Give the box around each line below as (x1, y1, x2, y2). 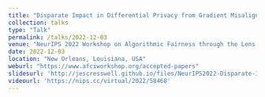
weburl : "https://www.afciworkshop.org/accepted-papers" (8, 63, 200, 70)
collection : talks (8, 19, 69, 27)
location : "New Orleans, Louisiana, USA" (8, 56, 147, 63)
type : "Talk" (8, 26, 51, 34)
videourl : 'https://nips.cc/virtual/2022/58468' (8, 77, 171, 84)
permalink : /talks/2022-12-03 (8, 33, 108, 41)
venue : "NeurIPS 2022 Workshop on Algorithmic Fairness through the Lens (8, 41, 256, 48)
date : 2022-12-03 (8, 48, 65, 56)
